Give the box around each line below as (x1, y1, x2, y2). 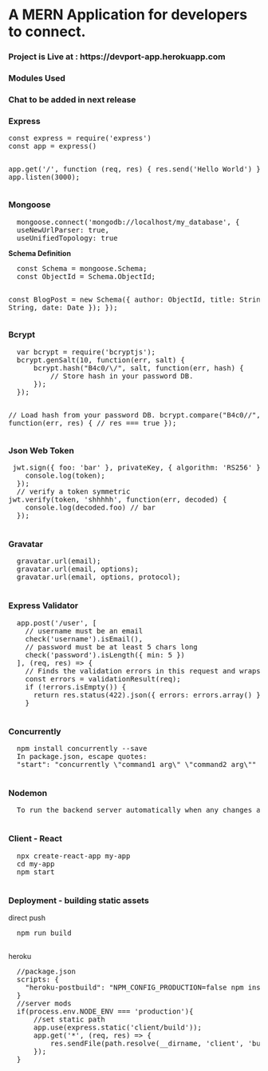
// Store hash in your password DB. (50, 371, 194, 381)
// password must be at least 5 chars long (25, 642, 198, 651)
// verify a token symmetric (16, 487, 131, 497)
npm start (16, 867, 55, 877)
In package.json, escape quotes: (16, 752, 148, 761)
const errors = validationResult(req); (25, 674, 181, 683)
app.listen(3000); (8, 173, 81, 182)
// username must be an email (25, 626, 144, 635)
